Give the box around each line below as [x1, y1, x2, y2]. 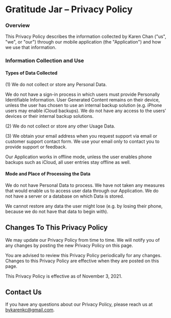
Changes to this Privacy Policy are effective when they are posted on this [5, 258, 159, 264]
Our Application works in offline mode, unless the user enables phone [5, 154, 152, 160]
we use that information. [5, 45, 57, 51]
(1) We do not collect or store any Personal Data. [5, 81, 107, 88]
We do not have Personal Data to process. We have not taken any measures [5, 182, 165, 188]
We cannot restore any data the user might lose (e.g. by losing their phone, [5, 203, 163, 209]
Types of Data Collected [5, 70, 58, 76]
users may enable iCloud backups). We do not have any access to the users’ [5, 108, 166, 114]
